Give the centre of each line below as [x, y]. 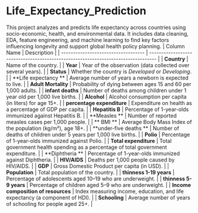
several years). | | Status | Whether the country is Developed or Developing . [99, 71]
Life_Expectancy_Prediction [76, 11]
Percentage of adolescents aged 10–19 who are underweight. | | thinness [96, 179]
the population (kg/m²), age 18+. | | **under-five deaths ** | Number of [93, 128]
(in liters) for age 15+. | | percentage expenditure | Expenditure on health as [99, 103]
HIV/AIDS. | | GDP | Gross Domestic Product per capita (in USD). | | [88, 166]
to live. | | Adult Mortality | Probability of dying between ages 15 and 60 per [99, 84]
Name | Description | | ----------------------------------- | [77, 52]
